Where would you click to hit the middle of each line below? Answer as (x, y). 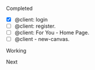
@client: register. (35, 26)
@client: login (31, 19)
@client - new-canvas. (42, 39)
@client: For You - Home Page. (52, 33)
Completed (20, 8)
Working (16, 51)
